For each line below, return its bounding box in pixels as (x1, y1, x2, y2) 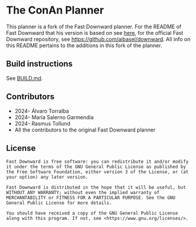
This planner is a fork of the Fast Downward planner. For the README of (6, 23, 182, 30)
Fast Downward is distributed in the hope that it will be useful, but (6, 185, 186, 190)
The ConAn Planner (6, 4, 104, 17)
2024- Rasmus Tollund (14, 120, 71, 127)
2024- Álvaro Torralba (14, 107, 69, 114)
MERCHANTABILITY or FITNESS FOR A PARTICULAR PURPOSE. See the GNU (6, 195, 176, 201)
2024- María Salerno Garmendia (14, 113, 94, 121)
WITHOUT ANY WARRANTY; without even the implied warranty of (6, 190, 160, 196)
